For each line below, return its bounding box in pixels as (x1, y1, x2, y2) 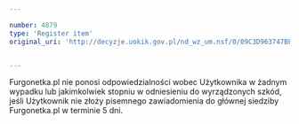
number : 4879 (9, 20, 58, 29)
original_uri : (9, 37, 62, 46)
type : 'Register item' (9, 28, 93, 38)
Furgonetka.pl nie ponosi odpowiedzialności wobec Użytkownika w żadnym (9, 77, 287, 88)
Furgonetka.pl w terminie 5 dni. (9, 105, 123, 116)
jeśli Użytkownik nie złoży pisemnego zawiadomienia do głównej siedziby (9, 96, 279, 106)
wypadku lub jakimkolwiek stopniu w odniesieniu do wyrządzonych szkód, (9, 86, 282, 97)
